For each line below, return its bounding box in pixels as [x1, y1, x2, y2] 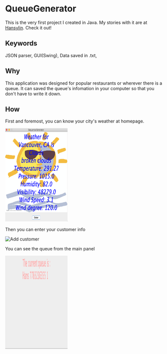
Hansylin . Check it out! [5, 24, 52, 30]
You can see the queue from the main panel [5, 246, 95, 252]
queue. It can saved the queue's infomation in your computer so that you [5, 85, 155, 91]
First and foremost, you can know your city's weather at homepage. [5, 118, 145, 124]
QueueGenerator [5, 3, 76, 14]
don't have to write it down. [5, 91, 61, 97]
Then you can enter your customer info [5, 227, 86, 233]
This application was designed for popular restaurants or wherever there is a [5, 80, 163, 86]
